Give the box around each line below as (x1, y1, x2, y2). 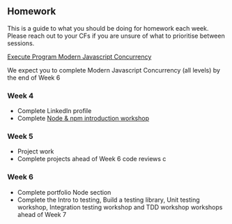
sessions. (7, 38, 35, 47)
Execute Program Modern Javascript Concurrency (7, 52, 152, 61)
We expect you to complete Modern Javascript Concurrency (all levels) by (7, 66, 221, 74)
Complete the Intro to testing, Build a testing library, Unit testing (17, 195, 200, 204)
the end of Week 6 (7, 73, 61, 82)
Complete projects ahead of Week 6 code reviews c (17, 155, 167, 163)
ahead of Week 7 (17, 210, 67, 218)
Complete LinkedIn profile (17, 107, 92, 115)
